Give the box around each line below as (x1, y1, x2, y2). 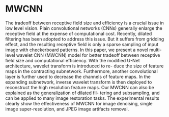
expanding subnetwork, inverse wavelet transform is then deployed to (5, 79, 152, 85)
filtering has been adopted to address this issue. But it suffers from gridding (5, 36, 164, 42)
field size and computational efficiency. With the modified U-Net (5, 57, 140, 63)
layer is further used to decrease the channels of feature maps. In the (5, 73, 151, 80)
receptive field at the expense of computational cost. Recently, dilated (5, 30, 152, 36)
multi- (149, 47, 162, 53)
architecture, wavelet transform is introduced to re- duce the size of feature (5, 63, 164, 69)
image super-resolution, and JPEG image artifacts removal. (5, 106, 129, 112)
